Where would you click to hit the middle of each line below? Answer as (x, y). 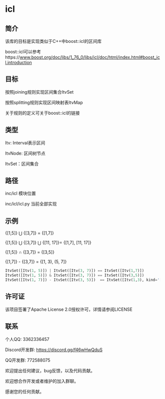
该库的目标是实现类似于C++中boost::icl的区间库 (53, 41)
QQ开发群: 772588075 (28, 360)
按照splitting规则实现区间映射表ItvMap (44, 102)
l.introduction (18, 62)
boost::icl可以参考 (23, 52)
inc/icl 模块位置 (20, 194)
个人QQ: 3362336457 (27, 339)
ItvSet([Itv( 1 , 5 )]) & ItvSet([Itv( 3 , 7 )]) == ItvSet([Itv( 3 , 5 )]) (75, 275)
